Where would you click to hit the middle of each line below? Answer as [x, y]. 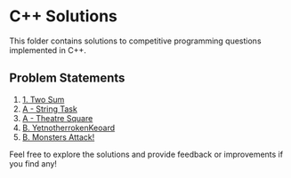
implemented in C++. [48, 50]
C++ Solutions [64, 16]
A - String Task [49, 109]
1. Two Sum [43, 99]
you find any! [33, 163]
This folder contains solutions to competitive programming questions [135, 41]
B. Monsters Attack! [58, 137]
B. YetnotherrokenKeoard [69, 128]
